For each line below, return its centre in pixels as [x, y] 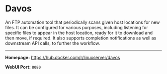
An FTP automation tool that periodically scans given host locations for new [83, 22]
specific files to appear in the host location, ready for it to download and [79, 33]
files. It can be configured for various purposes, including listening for [77, 27]
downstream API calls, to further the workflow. [53, 43]
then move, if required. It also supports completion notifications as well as [81, 38]
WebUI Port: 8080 [23, 67]
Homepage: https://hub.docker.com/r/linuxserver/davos [63, 57]
